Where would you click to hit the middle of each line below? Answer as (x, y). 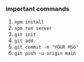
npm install (29, 22)
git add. (25, 41)
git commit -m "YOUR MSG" (46, 47)
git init (25, 35)
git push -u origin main (45, 54)
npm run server (33, 28)
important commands (38, 9)
